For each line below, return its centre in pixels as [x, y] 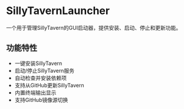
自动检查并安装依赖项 [40, 78]
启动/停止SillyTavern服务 [45, 70]
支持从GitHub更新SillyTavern [49, 85]
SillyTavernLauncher [58, 11]
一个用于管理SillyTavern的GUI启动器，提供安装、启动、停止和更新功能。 [94, 28]
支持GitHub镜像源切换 [41, 100]
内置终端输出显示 [35, 93]
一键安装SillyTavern [38, 63]
